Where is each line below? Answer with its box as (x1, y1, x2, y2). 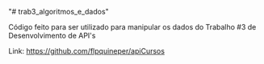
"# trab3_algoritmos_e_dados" (8, 7, 109, 16)
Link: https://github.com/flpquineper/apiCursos (8, 46, 166, 55)
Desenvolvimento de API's (8, 31, 96, 40)
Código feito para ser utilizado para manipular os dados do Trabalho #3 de (8, 22, 257, 31)
